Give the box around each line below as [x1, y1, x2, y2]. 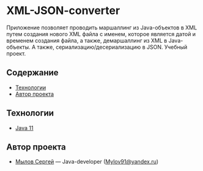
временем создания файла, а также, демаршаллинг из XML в [6, 37, 168, 44]
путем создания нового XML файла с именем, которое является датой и [6, 30, 196, 37]
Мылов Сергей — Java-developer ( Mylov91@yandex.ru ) [15, 158, 159, 166]
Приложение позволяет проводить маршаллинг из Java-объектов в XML [6, 24, 197, 31]
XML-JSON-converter [6, 4, 120, 18]
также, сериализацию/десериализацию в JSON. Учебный [37, 43, 188, 51]
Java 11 [15, 124, 34, 131]
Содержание [6, 68, 59, 78]
